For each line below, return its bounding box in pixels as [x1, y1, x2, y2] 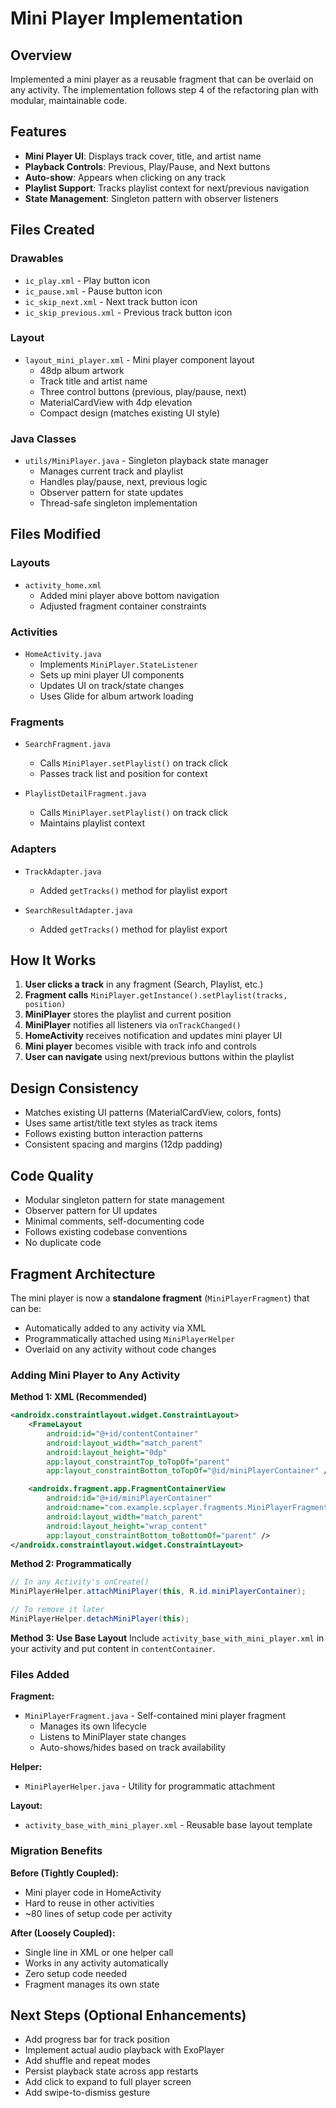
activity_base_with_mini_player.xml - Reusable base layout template [24, 1819, 313, 1831]
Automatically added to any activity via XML [24, 1322, 207, 1334]
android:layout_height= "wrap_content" [46, 1521, 208, 1531]
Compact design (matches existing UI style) [39, 407, 221, 419]
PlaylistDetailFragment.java [24, 789, 147, 799]
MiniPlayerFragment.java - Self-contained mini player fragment [24, 1710, 287, 1722]
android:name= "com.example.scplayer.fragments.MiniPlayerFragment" [46, 1503, 333, 1513]
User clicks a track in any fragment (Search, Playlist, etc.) [24, 978, 264, 991]
